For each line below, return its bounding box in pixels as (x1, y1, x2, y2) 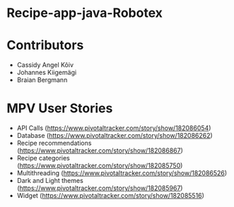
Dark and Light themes (16, 177, 84, 185)
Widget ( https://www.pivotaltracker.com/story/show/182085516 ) (16, 191, 204, 200)
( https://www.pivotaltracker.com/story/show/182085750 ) (16, 161, 183, 170)
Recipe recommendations (16, 139, 92, 148)
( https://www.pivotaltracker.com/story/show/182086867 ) (16, 146, 183, 155)
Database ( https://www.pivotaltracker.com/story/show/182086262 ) (16, 131, 213, 140)
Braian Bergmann (16, 76, 68, 84)
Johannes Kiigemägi (16, 69, 77, 77)
